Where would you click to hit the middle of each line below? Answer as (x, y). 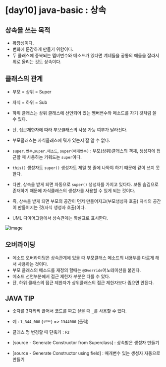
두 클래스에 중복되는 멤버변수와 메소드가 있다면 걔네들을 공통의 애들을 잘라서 (86, 55)
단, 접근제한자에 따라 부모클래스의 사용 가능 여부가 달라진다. (70, 129)
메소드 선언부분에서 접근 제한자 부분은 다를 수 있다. (61, 276)
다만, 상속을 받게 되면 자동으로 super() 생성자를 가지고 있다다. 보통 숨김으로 (85, 184)
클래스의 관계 (24, 79)
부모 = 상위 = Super (32, 92)
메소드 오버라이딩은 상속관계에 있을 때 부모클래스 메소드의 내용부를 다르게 (83, 258)
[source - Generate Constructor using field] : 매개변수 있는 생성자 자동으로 (86, 353)
